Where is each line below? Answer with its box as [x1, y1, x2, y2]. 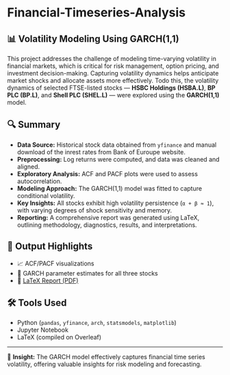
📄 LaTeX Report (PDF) [16, 276, 79, 285]
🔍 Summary [7, 119, 61, 131]
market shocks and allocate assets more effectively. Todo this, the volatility [7, 77, 219, 84]
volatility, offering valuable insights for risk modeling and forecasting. [7, 360, 202, 368]
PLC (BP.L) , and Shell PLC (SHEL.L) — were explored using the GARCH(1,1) [7, 91, 220, 99]
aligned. [16, 162, 40, 171]
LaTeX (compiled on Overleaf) [16, 333, 101, 341]
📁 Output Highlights [7, 241, 93, 252]
